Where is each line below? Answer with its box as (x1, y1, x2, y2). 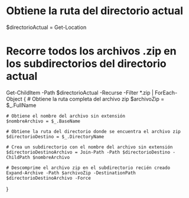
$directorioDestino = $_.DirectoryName (6, 134, 105, 139)
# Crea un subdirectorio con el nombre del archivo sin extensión (6, 144, 173, 150)
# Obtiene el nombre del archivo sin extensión (6, 113, 126, 119)
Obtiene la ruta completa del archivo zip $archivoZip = (32, 95, 164, 102)
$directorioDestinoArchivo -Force (6, 175, 92, 181)
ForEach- (154, 89, 178, 96)
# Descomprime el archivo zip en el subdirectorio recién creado (6, 164, 170, 171)
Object (6, 95, 22, 102)
